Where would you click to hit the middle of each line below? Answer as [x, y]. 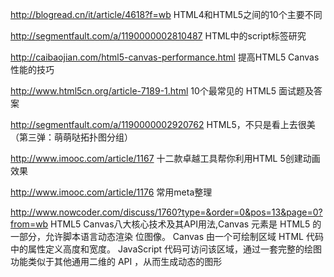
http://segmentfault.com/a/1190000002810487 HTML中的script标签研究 [158, 36]
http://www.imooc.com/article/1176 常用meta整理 [111, 192]
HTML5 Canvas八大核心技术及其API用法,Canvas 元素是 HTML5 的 [186, 224]
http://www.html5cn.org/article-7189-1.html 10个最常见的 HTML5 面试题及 [162, 91]
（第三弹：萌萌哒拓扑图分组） [71, 137]
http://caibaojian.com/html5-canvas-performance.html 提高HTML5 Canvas [165, 57]
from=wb [29, 224]
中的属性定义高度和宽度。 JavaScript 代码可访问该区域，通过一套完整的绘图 [166, 249]
